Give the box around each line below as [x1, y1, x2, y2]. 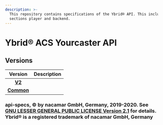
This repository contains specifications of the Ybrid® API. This [9, 12, 147, 17]
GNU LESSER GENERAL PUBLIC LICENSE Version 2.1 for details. [5, 107, 157, 114]
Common [7, 87, 29, 94]
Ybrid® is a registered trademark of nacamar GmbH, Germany [5, 114, 153, 121]
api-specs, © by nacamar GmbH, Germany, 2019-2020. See [5, 102, 149, 108]
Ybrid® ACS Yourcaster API [5, 37, 117, 48]
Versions [5, 56, 33, 65]
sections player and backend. [9, 16, 70, 21]
